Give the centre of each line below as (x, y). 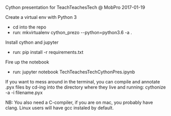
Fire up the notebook (27, 62)
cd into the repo (29, 27)
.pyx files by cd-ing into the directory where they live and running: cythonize (86, 87)
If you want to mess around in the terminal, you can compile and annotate (83, 82)
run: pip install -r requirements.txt (48, 52)
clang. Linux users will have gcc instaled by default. (59, 108)
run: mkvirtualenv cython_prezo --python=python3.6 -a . (72, 32)
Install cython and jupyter (32, 42)
